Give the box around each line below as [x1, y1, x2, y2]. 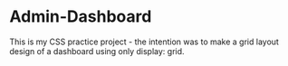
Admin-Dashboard [9, 6, 152, 27]
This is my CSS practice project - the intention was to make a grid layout [9, 36, 279, 47]
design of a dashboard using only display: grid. [9, 45, 185, 56]
